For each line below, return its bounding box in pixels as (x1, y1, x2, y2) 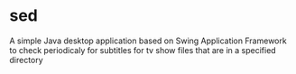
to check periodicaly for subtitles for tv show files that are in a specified (9, 44, 277, 55)
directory (9, 54, 43, 65)
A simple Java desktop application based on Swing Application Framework (9, 35, 287, 46)
